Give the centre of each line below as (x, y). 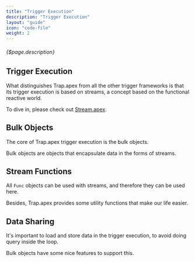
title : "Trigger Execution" (40, 11)
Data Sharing (30, 221)
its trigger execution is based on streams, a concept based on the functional (98, 92)
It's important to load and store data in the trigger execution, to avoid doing (96, 236)
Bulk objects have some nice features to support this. (70, 253)
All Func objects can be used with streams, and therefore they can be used (95, 185)
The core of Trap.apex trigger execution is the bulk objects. (77, 142)
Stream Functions (39, 171)
